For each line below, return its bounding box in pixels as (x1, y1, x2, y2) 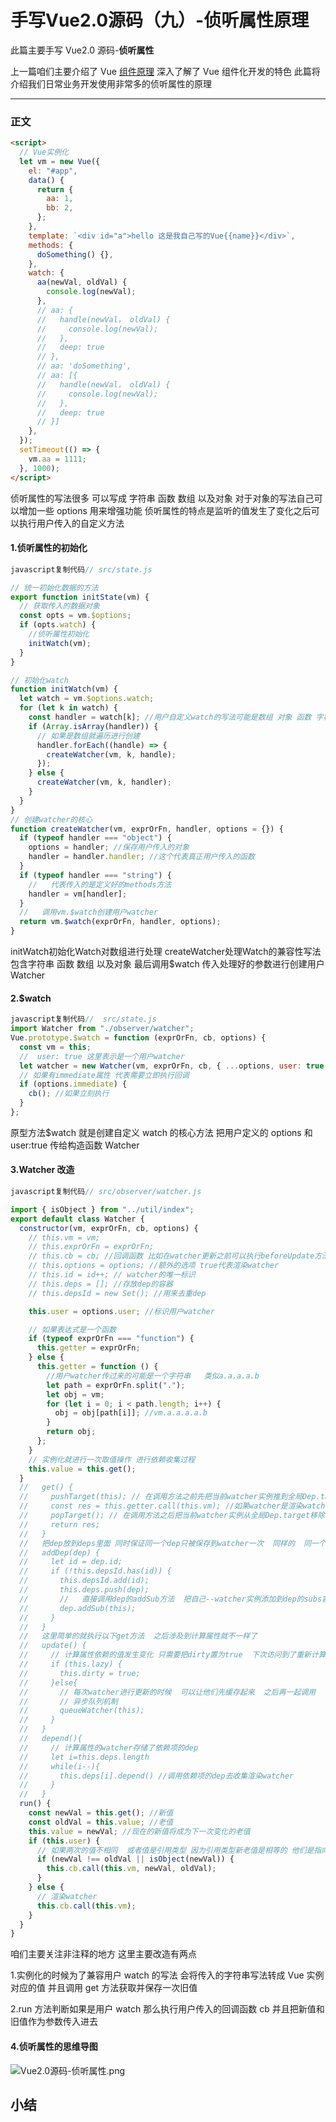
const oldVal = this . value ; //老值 (28, 1817, 174, 1827)
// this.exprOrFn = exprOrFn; (28, 1242, 155, 1252)
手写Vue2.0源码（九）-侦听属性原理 (10, 9, 310, 32)
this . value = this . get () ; (28, 1464, 137, 1474)
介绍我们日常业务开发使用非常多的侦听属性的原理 (10, 77, 212, 90)
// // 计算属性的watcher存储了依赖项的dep (19, 1742, 199, 1753)
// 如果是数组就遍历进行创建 (36, 731, 141, 741)
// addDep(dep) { (19, 1547, 101, 1558)
